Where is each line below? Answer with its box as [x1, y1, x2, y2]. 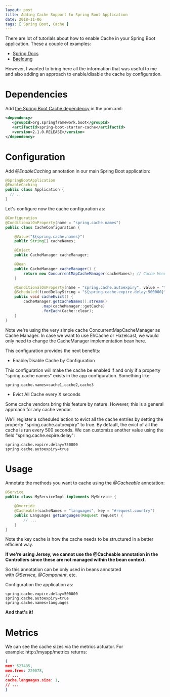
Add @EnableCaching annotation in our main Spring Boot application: [5, 168, 151, 174]
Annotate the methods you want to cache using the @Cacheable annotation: [5, 480, 165, 486]
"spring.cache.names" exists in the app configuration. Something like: [5, 372, 151, 378]
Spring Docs [12, 51, 39, 57]
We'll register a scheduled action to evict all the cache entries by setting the [5, 416, 163, 422]
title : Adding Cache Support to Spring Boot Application [5, 12, 128, 17]
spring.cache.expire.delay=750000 [5, 442, 78, 447]
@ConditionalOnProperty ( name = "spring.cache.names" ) [5, 220, 121, 225]
